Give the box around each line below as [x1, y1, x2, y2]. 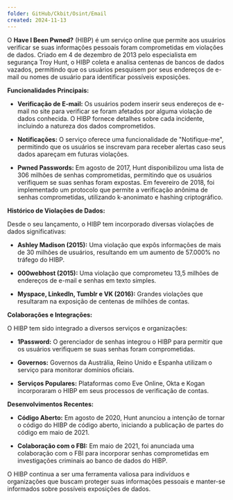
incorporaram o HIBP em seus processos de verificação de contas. [17, 386, 209, 394]
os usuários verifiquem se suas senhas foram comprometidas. [17, 344, 196, 353]
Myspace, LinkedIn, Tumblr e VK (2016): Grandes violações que [17, 290, 203, 298]
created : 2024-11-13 [7, 17, 67, 24]
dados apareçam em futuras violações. [17, 150, 130, 158]
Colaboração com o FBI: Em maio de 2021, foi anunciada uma [17, 442, 194, 450]
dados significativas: [7, 227, 67, 235]
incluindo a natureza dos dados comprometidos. [17, 122, 156, 130]
